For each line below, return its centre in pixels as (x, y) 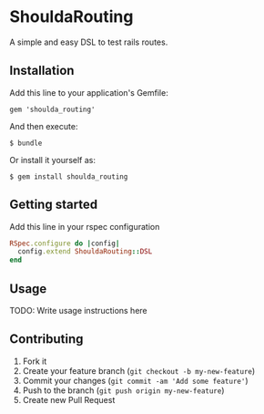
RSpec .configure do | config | (65, 243)
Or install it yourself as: (52, 160)
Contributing (46, 339)
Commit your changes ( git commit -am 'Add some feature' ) (135, 380)
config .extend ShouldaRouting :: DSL (85, 252)
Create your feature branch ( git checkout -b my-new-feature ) (139, 370)
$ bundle (26, 143)
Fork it (35, 361)
